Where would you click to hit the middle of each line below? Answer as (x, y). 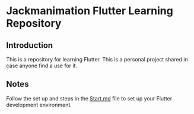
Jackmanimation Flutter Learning (90, 11)
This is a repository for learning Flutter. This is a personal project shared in (97, 59)
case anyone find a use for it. (42, 66)
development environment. (39, 105)
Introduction (30, 45)
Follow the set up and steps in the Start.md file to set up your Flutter (89, 98)
